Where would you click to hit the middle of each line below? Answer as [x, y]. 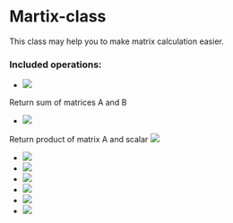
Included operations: [56, 64]
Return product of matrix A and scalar [79, 140]
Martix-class [58, 17]
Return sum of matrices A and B [68, 103]
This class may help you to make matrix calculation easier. [116, 41]
